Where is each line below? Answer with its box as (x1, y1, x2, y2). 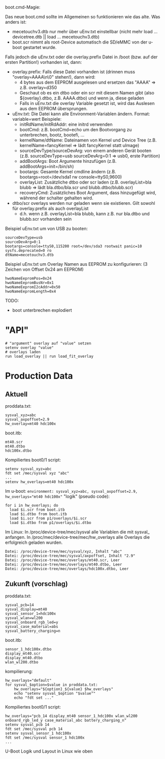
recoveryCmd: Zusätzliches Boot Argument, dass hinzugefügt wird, (19, 190, 157, 195)
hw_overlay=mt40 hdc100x (5, 421, 56, 426)
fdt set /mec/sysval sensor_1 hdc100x (5, 735, 85, 740)
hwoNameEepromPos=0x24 (5, 276, 52, 281)
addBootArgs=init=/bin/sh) (19, 163, 74, 169)
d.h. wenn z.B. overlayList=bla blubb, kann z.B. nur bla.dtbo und (19, 211, 150, 217)
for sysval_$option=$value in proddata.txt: (5, 682, 98, 687)
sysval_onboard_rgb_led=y (5, 619, 58, 625)
